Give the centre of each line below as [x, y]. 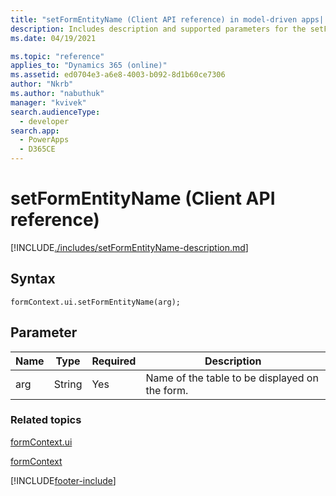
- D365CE [37, 149]
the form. [167, 390]
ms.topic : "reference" [57, 56]
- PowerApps [44, 140]
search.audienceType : [55, 112]
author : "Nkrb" [42, 84]
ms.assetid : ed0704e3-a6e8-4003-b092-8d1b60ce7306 [118, 75]
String [68, 384]
